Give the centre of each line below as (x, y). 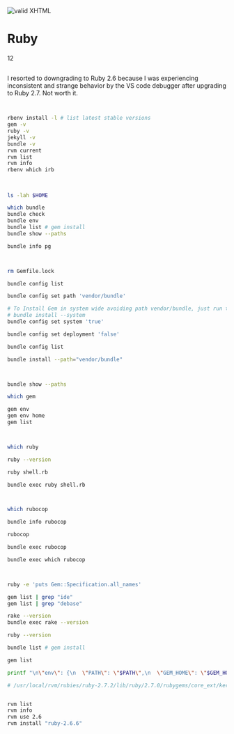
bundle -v (22, 144)
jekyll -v (22, 137)
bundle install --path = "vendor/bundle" (65, 359)
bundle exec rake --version (48, 623)
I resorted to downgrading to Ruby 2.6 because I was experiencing (103, 78)
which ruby (23, 447)
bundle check (26, 214)
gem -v (17, 125)
